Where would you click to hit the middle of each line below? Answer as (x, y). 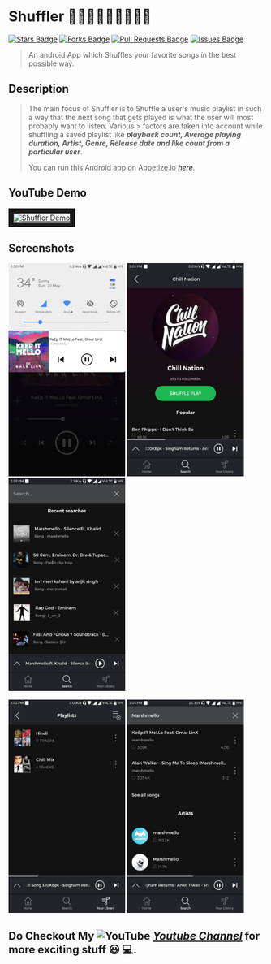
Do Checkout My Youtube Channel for (134, 936)
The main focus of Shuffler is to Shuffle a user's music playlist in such (145, 108)
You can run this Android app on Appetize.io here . (112, 167)
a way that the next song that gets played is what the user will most (141, 117)
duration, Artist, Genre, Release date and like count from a (129, 143)
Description (39, 89)
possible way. (51, 63)
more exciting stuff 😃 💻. (73, 949)
